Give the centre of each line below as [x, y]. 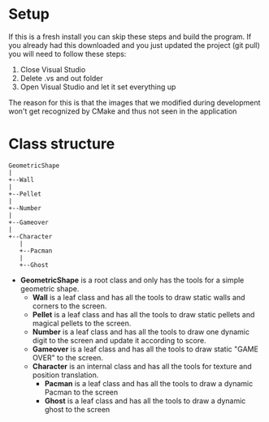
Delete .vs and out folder [61, 78]
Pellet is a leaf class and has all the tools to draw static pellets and [143, 314]
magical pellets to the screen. [82, 323]
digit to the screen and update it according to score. [119, 340]
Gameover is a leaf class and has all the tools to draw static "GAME [145, 349]
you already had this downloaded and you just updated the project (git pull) [134, 45]
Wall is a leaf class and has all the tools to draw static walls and [139, 297]
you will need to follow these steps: [67, 54]
